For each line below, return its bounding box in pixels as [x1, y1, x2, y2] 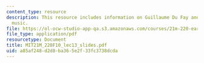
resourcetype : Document [6, 37, 67, 43]
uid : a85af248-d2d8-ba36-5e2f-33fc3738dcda [6, 48, 118, 54]
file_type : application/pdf [6, 31, 78, 37]
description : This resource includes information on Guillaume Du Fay [6, 14, 189, 20]
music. [12, 20, 29, 26]
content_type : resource [6, 8, 67, 15]
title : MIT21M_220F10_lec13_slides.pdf [6, 43, 107, 49]
